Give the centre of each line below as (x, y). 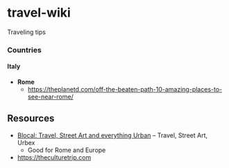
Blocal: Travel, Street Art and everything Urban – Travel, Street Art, (112, 135)
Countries (24, 50)
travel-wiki (39, 13)
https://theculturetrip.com (54, 157)
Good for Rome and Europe (67, 150)
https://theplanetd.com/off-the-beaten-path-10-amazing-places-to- (125, 90)
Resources (31, 118)
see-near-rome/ (51, 97)
